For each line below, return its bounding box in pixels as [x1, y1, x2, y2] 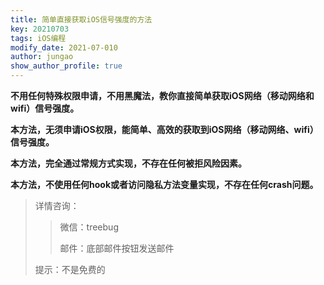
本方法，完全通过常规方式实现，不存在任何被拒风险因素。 [10, 157, 247, 169]
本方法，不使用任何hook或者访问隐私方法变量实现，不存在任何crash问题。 [10, 179, 319, 190]
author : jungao [10, 52, 74, 62]
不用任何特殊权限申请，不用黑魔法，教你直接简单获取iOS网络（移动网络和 [10, 90, 315, 101]
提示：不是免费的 [34, 264, 106, 275]
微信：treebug [59, 221, 119, 233]
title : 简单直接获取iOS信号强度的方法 [10, 14, 153, 25]
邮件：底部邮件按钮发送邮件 [59, 242, 175, 254]
